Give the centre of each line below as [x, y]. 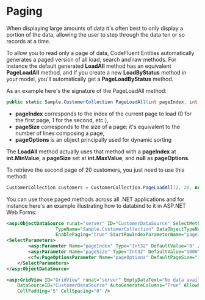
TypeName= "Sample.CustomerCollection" [105, 229]
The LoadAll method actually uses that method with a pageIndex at [91, 152]
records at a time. [28, 41]
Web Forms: [22, 212]
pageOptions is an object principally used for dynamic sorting [93, 139]
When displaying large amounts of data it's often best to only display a [95, 28]
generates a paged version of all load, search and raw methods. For [92, 59]
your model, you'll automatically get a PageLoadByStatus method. [90, 79]
